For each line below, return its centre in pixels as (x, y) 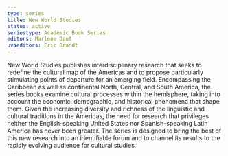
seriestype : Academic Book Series (57, 33)
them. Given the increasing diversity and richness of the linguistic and (106, 109)
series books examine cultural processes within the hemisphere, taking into (114, 94)
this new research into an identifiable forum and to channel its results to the (114, 138)
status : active (29, 26)
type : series (26, 13)
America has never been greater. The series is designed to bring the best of (114, 131)
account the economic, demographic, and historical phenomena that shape (113, 101)
